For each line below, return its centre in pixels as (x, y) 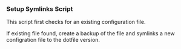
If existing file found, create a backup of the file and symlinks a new (91, 33)
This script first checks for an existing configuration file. (76, 22)
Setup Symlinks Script (40, 9)
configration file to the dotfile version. (53, 40)
